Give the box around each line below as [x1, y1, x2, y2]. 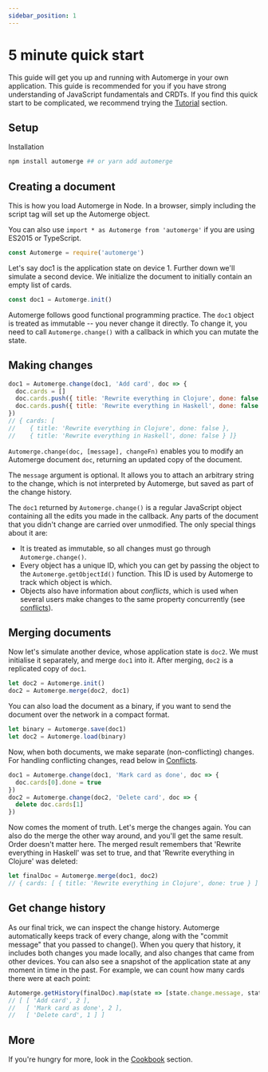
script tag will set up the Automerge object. [8, 209, 150, 220]
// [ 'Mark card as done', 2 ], [8, 1003, 124, 1012]
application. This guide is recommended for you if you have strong [8, 81, 227, 90]
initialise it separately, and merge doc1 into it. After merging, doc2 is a [8, 655, 234, 665]
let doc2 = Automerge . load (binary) [8, 733, 127, 741]
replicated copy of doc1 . [8, 664, 87, 674]
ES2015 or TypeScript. [8, 233, 82, 243]
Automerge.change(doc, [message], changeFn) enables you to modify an [8, 446, 244, 456]
